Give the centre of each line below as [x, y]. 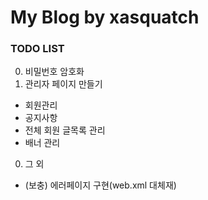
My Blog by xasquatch [105, 17]
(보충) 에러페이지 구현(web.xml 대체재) [100, 185]
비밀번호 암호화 [54, 72]
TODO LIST [37, 49]
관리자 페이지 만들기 [63, 84]
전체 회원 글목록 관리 [65, 130]
